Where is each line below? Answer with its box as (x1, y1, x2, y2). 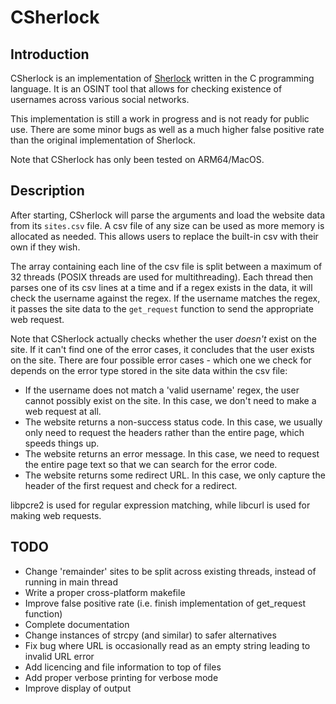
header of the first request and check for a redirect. (24, 479, 238, 491)
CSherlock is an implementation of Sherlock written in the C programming (10, 72, 315, 84)
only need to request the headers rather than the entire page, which (24, 426, 305, 438)
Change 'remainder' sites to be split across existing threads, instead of (24, 565, 317, 577)
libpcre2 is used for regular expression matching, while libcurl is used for (10, 499, 311, 511)
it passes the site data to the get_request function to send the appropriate (10, 302, 314, 315)
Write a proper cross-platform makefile (24, 586, 186, 598)
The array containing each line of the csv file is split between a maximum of (10, 260, 323, 272)
